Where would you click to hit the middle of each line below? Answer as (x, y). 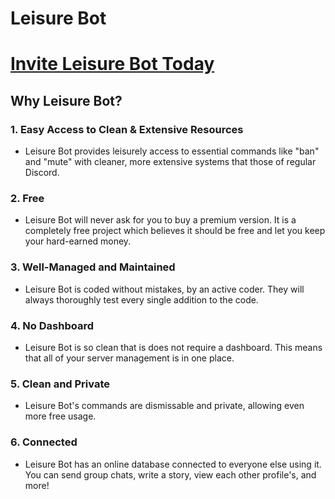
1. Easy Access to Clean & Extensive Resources (127, 129)
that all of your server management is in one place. (129, 358)
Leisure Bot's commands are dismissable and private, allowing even (164, 406)
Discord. (42, 173)
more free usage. (60, 416)
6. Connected (44, 442)
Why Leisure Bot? (66, 100)
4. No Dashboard (52, 325)
